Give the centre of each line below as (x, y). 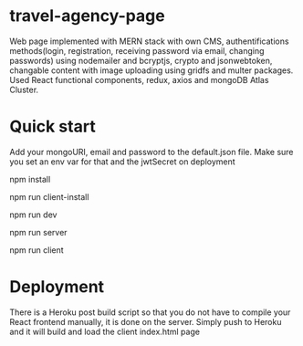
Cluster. (24, 89)
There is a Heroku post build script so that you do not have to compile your (150, 312)
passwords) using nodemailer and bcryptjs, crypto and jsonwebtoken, (141, 60)
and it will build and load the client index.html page (105, 331)
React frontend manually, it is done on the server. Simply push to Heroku (146, 321)
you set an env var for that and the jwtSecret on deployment (122, 162)
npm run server (38, 232)
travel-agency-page (88, 16)
